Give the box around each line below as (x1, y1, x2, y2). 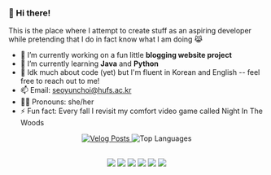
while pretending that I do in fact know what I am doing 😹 (8, 34, 203, 44)
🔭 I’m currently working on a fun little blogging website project (20, 50, 232, 60)
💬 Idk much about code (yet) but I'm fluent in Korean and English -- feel (20, 68, 260, 77)
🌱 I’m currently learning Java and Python (20, 59, 159, 68)
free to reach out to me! (20, 77, 100, 86)
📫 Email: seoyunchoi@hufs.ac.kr (20, 85, 132, 95)
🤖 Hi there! (8, 7, 51, 19)
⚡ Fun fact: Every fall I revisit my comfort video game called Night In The (20, 106, 263, 116)
